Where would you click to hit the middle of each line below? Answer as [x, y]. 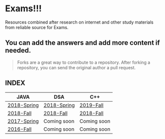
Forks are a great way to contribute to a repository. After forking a [84, 62]
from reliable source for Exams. [37, 27]
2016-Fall [20, 129]
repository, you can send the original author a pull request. [76, 67]
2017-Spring [23, 121]
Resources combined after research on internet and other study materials [79, 22]
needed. [18, 50]
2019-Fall [92, 105]
